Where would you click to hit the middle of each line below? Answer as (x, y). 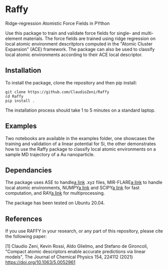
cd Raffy (14, 96)
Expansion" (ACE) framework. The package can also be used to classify (80, 49)
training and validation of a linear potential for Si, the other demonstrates (81, 144)
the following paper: (26, 237)
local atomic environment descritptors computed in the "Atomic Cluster (79, 43)
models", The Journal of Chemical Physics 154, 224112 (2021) (69, 257)
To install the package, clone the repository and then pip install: (71, 82)
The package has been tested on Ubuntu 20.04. (55, 203)
